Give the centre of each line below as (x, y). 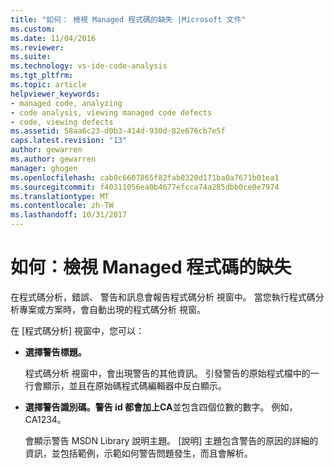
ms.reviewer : (37, 47)
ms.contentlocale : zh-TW (62, 206)
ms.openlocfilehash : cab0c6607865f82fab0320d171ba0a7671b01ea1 (145, 177)
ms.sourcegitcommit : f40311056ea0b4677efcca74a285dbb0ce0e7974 (145, 187)
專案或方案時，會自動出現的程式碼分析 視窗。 (112, 309)
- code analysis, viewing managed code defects (111, 112)
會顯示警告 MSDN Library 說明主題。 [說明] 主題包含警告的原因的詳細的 (171, 440)
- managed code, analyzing (66, 103)
